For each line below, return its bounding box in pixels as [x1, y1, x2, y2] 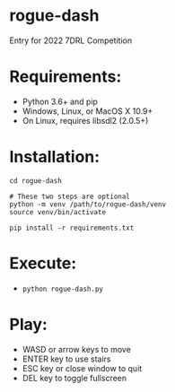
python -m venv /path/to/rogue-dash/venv [9, 199, 167, 209]
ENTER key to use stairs [22, 353, 111, 364]
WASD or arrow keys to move [22, 344, 132, 354]
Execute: [9, 253, 77, 274]
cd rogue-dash [9, 176, 63, 185]
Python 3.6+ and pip [22, 96, 99, 107]
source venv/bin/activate [9, 207, 106, 216]
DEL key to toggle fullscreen [22, 372, 127, 383]
